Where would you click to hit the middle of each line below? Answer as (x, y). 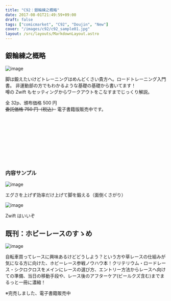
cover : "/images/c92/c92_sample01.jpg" (48, 29)
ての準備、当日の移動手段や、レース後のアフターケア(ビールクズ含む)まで (83, 276)
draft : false (19, 19)
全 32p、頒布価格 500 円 (31, 102)
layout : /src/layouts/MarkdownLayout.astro (52, 34)
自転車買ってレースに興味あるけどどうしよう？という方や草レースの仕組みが (86, 256)
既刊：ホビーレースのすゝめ (49, 233)
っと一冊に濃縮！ (28, 282)
